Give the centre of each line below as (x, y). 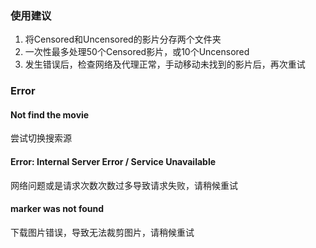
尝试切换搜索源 (41, 138)
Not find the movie (50, 114)
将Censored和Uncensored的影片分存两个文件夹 (123, 39)
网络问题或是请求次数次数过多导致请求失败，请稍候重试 (124, 185)
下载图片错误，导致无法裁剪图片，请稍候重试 (102, 232)
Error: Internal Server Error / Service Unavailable (113, 162)
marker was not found (57, 209)
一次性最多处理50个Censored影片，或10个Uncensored (137, 52)
